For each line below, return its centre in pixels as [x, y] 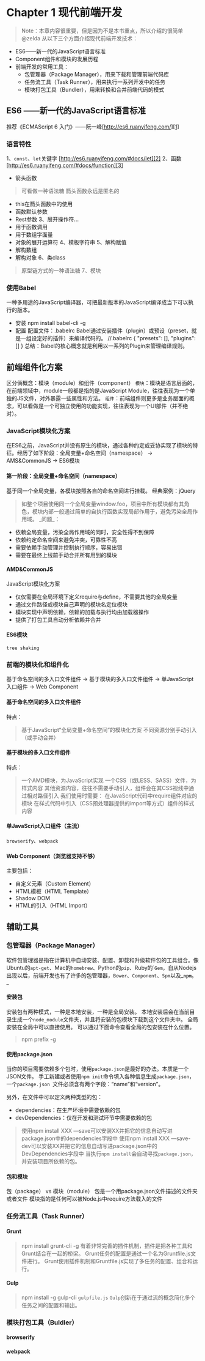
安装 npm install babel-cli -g [50, 323]
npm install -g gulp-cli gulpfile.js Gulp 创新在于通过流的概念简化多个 [108, 1297]
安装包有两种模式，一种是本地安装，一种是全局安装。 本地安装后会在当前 [98, 1012]
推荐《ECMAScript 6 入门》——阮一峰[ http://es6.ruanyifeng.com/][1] [93, 127]
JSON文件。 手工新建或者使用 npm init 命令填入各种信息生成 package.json [98, 1076]
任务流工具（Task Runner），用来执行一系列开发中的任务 [95, 82]
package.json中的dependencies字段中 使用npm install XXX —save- [106, 1138]
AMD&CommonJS [30, 569]
